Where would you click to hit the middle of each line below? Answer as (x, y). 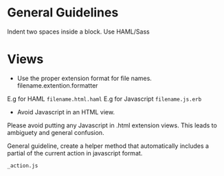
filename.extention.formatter (57, 85)
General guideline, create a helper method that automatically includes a (108, 146)
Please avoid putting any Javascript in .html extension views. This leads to (112, 125)
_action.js (23, 166)
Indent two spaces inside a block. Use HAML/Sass (78, 32)
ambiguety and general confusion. (56, 132)
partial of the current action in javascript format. (75, 153)
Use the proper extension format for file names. (85, 78)
